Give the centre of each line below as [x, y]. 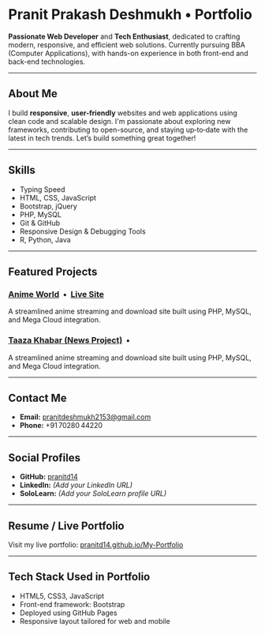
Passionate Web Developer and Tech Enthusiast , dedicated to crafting [124, 36]
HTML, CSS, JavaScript [58, 197]
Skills [22, 170]
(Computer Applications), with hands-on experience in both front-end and [128, 53]
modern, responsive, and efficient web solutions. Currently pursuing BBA [127, 44]
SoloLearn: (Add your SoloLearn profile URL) [93, 493]
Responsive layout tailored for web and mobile [95, 621]
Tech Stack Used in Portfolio [79, 577]
